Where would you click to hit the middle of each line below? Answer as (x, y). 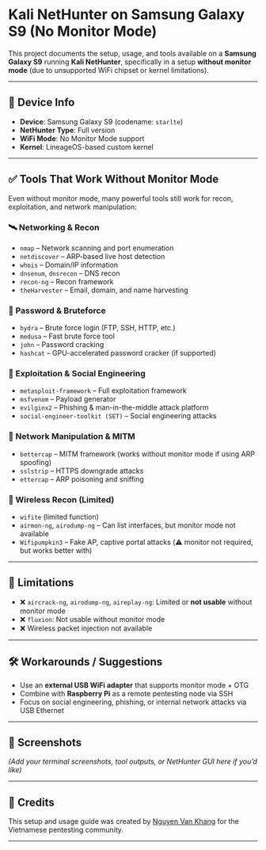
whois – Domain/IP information (69, 265)
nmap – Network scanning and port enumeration (97, 248)
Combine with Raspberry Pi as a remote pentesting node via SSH (126, 693)
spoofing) (36, 462)
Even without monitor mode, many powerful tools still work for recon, (121, 198)
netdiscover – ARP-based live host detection (92, 256)
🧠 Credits (32, 802)
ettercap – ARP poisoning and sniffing (82, 479)
